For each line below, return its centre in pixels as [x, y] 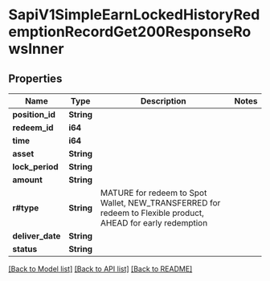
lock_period [35, 167]
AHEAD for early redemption [154, 223]
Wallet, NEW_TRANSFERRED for [160, 203]
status [25, 249]
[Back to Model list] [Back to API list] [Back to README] [100, 269]
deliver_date [37, 236]
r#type [26, 208]
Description [163, 101]
